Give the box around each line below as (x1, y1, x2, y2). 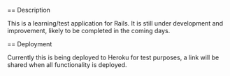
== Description (7, 6, 51, 14)
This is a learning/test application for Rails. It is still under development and (7, 19, 224, 27)
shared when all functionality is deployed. (7, 61, 127, 68)
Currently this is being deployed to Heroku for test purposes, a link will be (7, 53, 220, 61)
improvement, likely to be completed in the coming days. (7, 27, 171, 35)
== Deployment (7, 40, 52, 48)
